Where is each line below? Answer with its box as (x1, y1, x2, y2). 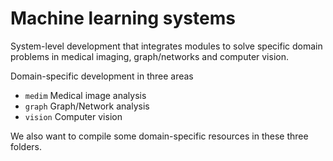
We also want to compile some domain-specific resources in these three (10, 130, 309, 142)
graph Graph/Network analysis (24, 100, 150, 112)
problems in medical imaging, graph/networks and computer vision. (10, 50, 289, 62)
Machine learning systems (10, 7, 236, 30)
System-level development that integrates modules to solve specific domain (10, 40, 323, 52)
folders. (10, 140, 42, 152)
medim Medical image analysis (24, 89, 147, 101)
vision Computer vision (24, 110, 123, 122)
